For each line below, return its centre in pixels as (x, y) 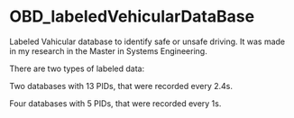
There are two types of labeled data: (77, 68)
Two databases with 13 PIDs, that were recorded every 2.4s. (121, 86)
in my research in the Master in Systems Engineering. (108, 50)
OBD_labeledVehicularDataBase (132, 17)
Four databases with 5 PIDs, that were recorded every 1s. (115, 103)
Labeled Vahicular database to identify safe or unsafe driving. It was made (147, 41)
